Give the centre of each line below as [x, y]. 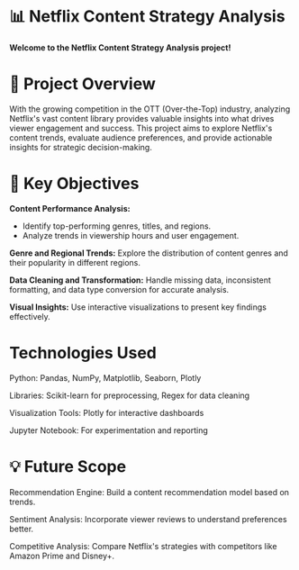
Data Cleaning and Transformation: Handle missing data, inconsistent [140, 280]
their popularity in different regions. [75, 262]
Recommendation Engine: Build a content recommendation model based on [149, 492]
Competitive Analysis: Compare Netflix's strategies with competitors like [143, 546]
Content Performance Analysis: [70, 208]
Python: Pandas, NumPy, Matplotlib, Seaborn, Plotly [105, 377]
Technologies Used [83, 353]
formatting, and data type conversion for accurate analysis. [119, 289]
